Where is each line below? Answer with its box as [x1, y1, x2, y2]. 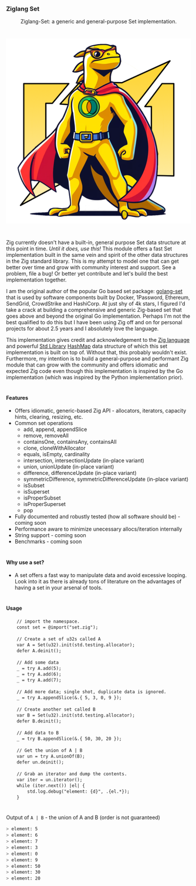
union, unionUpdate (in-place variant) [23, 463, 114, 470]
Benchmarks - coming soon [14, 538, 82, 545]
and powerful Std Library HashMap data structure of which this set [6, 342, 168, 349]
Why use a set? [6, 559, 45, 566]
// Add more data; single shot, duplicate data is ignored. [16, 689, 167, 695]
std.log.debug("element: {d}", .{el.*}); [27, 789, 130, 795]
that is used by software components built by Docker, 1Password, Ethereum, [6, 294, 190, 301]
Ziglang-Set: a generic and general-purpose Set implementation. [20, 18, 177, 25]
